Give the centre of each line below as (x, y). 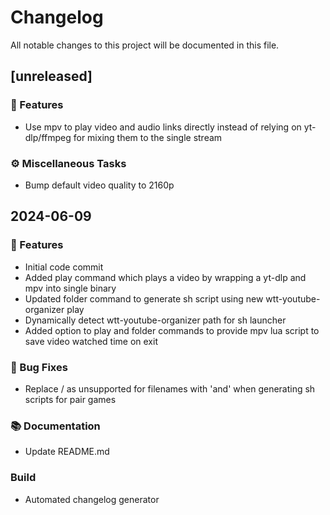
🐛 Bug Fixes (39, 367)
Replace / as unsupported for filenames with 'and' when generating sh (170, 388)
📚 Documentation (55, 426)
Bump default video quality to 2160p (99, 185)
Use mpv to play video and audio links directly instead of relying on (163, 127)
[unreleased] (51, 76)
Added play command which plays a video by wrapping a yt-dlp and (165, 277)
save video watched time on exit (91, 341)
